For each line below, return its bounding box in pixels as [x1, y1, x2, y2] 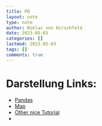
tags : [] [6, 47, 28, 52]
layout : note [6, 14, 38, 20]
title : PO [6, 8, 30, 15]
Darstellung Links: [6, 77, 97, 90]
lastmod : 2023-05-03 [6, 41, 57, 47]
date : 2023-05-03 [6, 30, 49, 36]
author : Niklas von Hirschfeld [6, 24, 83, 31]
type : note [6, 19, 33, 25]
